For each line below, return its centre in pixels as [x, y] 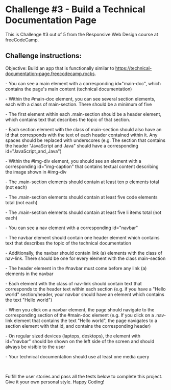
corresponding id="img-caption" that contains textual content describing [82, 166]
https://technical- [133, 68]
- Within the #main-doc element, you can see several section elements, [80, 99]
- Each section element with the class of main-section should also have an [83, 129]
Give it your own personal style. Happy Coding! [55, 382]
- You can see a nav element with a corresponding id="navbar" [72, 228]
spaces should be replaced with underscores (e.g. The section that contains [86, 140]
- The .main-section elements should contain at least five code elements [81, 197]
